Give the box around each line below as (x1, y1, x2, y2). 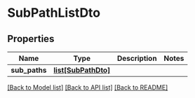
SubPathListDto (7, 5, 101, 21)
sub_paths (11, 65, 47, 75)
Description (116, 54, 157, 63)
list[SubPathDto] (53, 65, 111, 75)
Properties (7, 33, 55, 45)
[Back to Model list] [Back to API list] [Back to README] (7, 83, 168, 92)
